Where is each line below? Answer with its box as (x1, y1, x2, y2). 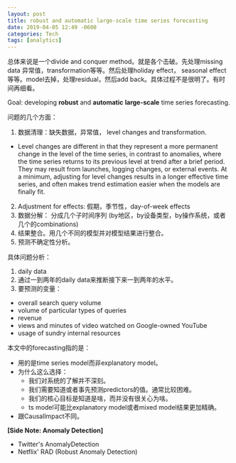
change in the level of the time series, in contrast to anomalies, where (17, 150, 222, 159)
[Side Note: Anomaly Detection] (7, 426, 104, 435)
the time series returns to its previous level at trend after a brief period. (17, 157, 225, 166)
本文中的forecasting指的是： (7, 344, 91, 352)
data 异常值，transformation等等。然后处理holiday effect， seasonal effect (7, 66, 227, 75)
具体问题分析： (7, 253, 51, 262)
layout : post (7, 10, 46, 18)
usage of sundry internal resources (17, 329, 121, 338)
